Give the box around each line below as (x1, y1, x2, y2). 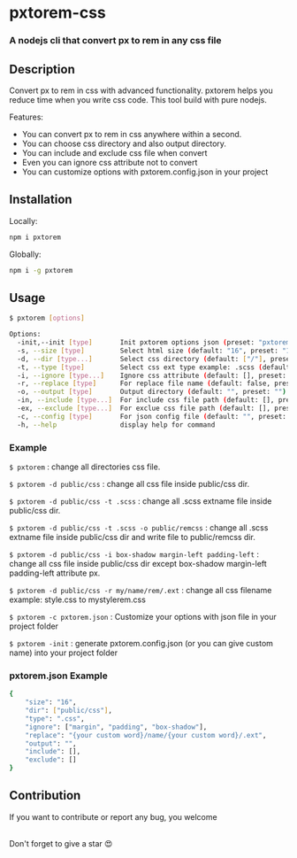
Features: (9, 112, 44, 122)
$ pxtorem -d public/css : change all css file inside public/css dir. (9, 478, 250, 489)
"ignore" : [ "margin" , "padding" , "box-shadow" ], (25, 723, 208, 731)
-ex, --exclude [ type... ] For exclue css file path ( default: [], (17, 404, 271, 414)
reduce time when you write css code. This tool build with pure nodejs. (9, 94, 267, 104)
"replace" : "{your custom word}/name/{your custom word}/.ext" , (25, 730, 267, 739)
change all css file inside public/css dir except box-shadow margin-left (9, 558, 267, 568)
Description (9, 61, 75, 77)
